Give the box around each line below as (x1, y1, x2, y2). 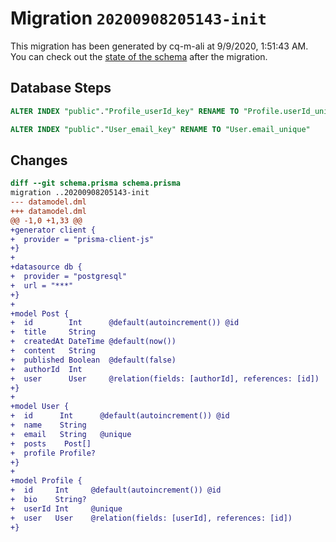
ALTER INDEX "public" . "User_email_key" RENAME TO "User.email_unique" (10, 124, 311, 134)
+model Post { (10, 308, 70, 319)
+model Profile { (10, 476, 83, 486)
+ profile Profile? (10, 448, 97, 458)
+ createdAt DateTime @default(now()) (10, 337, 177, 347)
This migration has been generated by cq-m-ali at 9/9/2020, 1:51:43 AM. (10, 40, 309, 52)
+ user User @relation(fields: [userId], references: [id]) (10, 513, 293, 523)
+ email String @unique (10, 429, 132, 439)
